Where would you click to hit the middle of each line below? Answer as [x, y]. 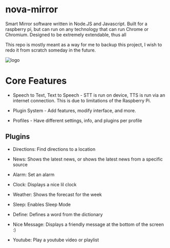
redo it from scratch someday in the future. [51, 50]
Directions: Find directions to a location [54, 149]
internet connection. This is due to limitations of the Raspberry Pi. [82, 100]
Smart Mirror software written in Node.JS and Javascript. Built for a [76, 24]
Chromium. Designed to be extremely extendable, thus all [66, 34]
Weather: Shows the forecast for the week [57, 194]
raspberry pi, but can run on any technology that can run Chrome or [77, 29]
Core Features [36, 81]
